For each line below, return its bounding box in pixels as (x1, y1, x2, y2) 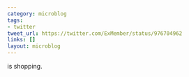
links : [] (7, 36, 36, 43)
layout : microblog (7, 43, 61, 50)
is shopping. (7, 62, 43, 70)
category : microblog (7, 10, 68, 17)
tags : (7, 17, 23, 24)
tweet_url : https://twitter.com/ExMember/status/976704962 (7, 29, 183, 37)
